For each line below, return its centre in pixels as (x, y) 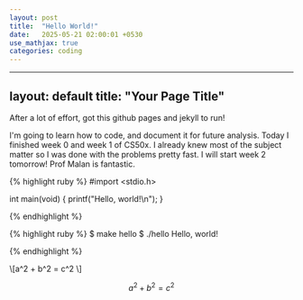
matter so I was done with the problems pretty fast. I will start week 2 (138, 154)
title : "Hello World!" (54, 26)
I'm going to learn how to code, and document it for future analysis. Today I (149, 135)
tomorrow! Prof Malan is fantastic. (72, 164)
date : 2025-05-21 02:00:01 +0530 (76, 34)
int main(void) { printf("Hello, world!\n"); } (87, 198)
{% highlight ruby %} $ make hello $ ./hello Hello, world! (114, 233)
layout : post (34, 18)
